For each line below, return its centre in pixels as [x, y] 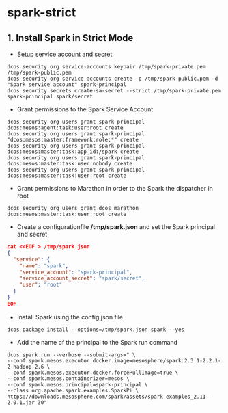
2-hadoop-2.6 [26, 367]
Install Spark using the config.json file [70, 317]
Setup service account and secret [65, 54]
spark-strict [42, 13]
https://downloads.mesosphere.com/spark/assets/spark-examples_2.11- [108, 397]
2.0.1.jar [21, 402]
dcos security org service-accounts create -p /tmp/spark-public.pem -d [113, 79]
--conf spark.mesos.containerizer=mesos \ [68, 378]
